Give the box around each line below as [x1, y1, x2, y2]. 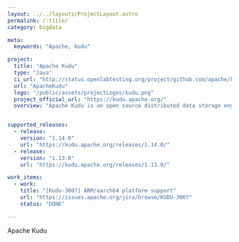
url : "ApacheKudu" [14, 83, 69, 90]
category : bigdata [7, 23, 62, 31]
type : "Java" [14, 69, 53, 76]
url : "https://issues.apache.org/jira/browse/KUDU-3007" [20, 194, 193, 201]
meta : [7, 36, 23, 43]
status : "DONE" [20, 200, 65, 207]
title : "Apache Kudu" [14, 63, 78, 70]
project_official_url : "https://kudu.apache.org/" [14, 95, 167, 103]
